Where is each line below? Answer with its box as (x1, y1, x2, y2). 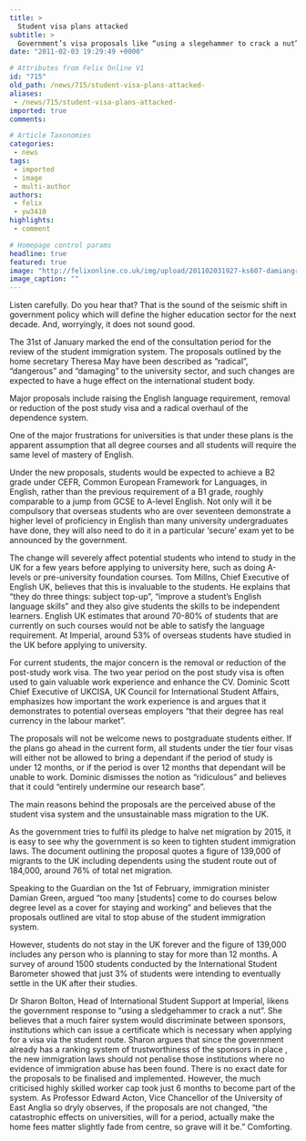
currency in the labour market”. (9, 715, 126, 726)
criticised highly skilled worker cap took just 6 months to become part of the (9, 1083, 296, 1094)
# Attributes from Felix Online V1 (9, 64, 145, 73)
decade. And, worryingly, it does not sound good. (9, 319, 196, 330)
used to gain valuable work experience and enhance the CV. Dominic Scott (9, 676, 291, 688)
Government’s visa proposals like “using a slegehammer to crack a (17, 38, 280, 48)
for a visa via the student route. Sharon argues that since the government (9, 1034, 284, 1045)
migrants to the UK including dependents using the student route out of (9, 856, 278, 867)
